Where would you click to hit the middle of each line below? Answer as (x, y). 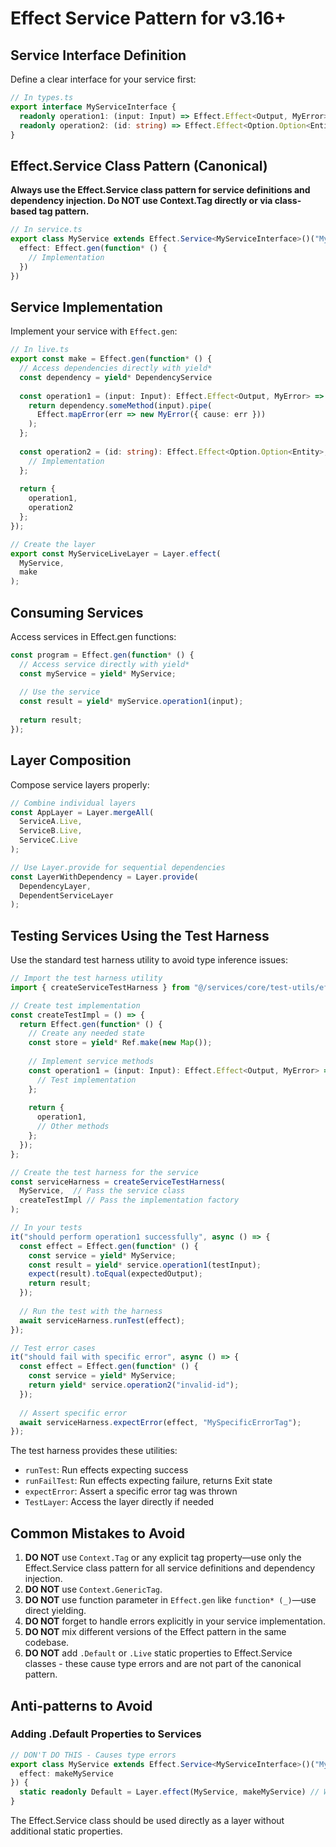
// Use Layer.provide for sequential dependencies (118, 867)
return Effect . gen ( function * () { (91, 1024)
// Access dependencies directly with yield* (116, 368)
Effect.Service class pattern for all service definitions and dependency (170, 1568)
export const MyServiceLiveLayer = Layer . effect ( (116, 553)
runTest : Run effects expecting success (106, 1470)
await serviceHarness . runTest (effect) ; (102, 1320)
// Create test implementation (75, 1005)
